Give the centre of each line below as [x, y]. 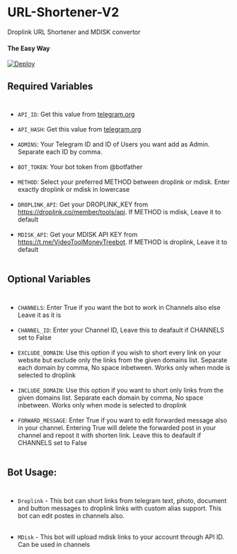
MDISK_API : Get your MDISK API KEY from [77, 234]
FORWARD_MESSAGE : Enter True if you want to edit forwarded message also [122, 420]
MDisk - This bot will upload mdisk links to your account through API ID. [121, 537]
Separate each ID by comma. [60, 151]
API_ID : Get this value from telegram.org [76, 114]
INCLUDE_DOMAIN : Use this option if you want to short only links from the [121, 390]
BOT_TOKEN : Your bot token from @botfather [80, 166]
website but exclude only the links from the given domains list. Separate [122, 360]
